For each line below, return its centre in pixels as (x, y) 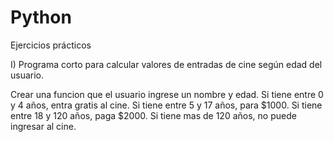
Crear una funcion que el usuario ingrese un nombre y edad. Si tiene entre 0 (167, 94)
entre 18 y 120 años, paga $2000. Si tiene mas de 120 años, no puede (153, 115)
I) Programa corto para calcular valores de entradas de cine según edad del (166, 64)
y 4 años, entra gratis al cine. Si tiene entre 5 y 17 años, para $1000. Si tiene (166, 105)
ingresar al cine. (43, 126)
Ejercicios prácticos (51, 45)
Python (41, 17)
